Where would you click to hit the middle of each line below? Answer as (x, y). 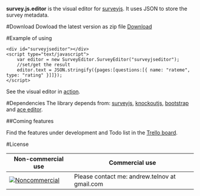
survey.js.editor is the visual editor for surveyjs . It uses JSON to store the (97, 9)
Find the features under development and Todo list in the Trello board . (92, 133)
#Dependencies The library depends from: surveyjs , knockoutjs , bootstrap (98, 103)
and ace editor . (25, 109)
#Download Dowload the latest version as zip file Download (79, 27)
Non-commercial (39, 159)
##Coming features (30, 121)
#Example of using (29, 38)
